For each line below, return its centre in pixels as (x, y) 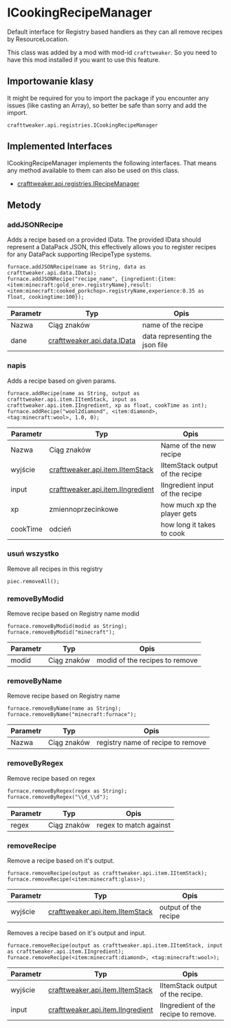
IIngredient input (187, 485)
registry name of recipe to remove (152, 743)
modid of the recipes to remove (147, 660)
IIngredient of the (188, 1005)
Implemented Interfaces (60, 146)
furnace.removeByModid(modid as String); (67, 627)
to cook (173, 533)
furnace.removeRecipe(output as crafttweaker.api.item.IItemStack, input (115, 946)
